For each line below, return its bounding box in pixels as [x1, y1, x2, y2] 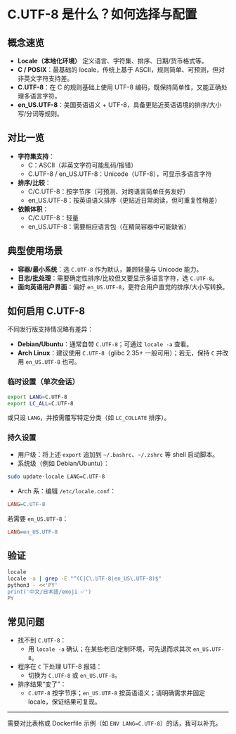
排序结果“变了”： [17, 680, 67, 688]
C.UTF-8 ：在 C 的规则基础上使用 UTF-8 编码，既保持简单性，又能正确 [17, 83, 222, 91]
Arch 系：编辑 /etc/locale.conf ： [17, 486, 117, 495]
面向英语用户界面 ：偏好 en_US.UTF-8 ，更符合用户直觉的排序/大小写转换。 [17, 282, 229, 291]
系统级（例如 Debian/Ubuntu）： [17, 459, 110, 467]
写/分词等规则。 [17, 110, 63, 118]
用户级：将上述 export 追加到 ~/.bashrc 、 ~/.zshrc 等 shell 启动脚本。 [17, 450, 219, 458]
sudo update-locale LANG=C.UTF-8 [7, 473, 105, 480]
